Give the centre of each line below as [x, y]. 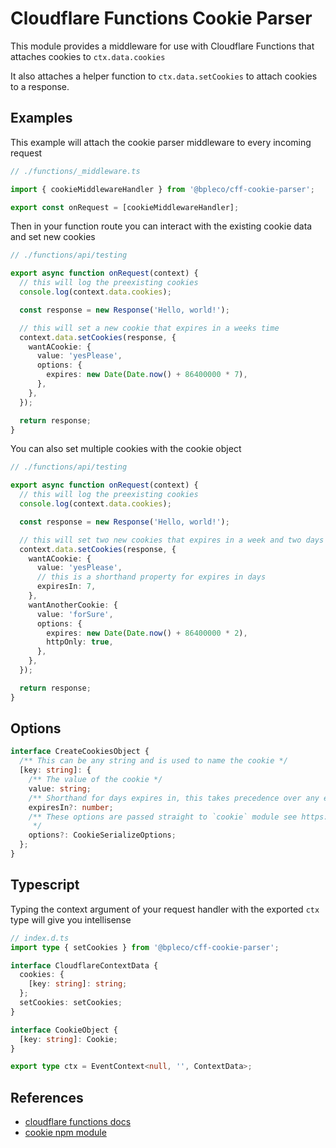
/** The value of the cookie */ [95, 780]
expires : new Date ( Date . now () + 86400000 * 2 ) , [147, 633]
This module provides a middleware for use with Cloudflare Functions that [162, 46]
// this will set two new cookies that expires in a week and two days [172, 540]
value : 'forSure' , [75, 614]
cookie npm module [65, 1133]
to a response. [40, 86]
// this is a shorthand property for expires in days [151, 577]
